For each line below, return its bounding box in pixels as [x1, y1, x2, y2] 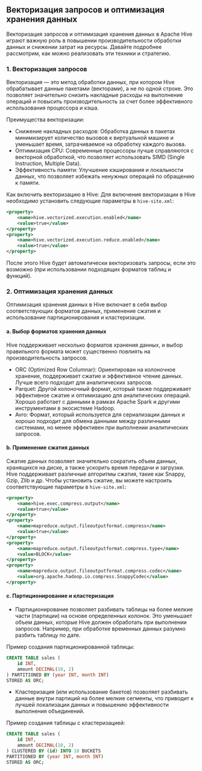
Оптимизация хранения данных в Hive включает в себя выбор [6, 301, 168, 308]
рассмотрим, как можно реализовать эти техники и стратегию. [6, 50, 171, 57]
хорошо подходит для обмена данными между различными [14, 417, 171, 424]
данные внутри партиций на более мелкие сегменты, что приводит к [14, 695, 194, 702]
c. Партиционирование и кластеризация [6, 592, 114, 600]
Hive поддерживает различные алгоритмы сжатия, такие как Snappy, [6, 470, 186, 477]
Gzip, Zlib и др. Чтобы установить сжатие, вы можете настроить [6, 476, 172, 484]
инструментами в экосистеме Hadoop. [14, 404, 116, 412]
